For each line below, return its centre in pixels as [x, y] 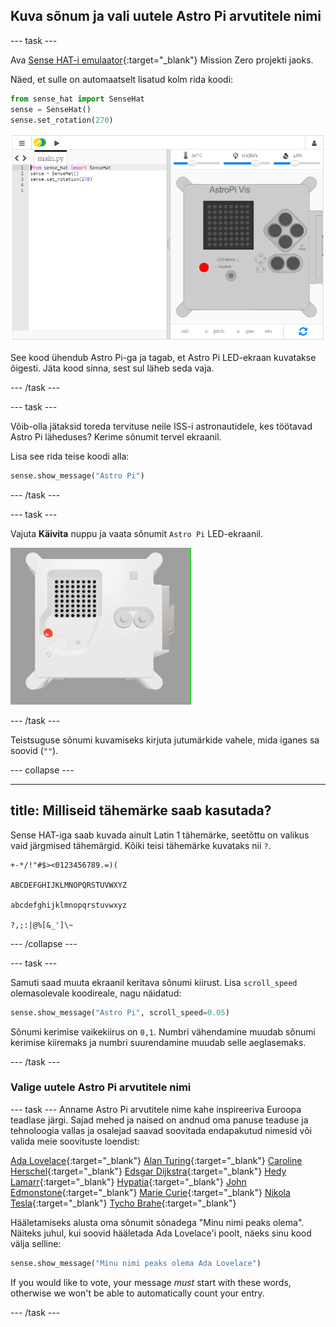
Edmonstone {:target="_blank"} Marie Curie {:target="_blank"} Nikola [150, 1192]
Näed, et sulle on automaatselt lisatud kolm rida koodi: [122, 79]
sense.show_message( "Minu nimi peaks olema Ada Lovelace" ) [136, 1263]
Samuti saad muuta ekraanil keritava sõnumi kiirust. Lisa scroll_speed [154, 982]
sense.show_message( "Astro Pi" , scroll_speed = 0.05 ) [120, 1012]
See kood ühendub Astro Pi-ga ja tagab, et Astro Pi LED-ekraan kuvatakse [163, 357]
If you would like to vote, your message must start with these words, [151, 1282]
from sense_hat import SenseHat [77, 99]
